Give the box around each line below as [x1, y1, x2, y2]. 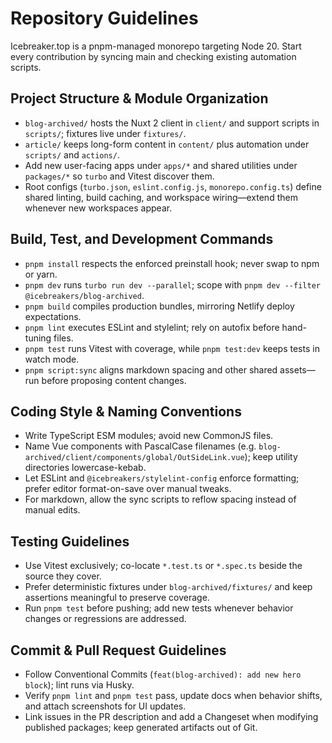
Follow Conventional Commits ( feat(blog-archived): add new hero [24, 668, 302, 680]
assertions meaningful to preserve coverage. [24, 592, 210, 604]
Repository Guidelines [10, 7, 199, 30]
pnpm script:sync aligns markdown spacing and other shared [24, 363, 278, 376]
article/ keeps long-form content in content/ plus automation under [24, 138, 310, 150]
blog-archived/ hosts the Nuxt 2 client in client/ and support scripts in [24, 117, 320, 129]
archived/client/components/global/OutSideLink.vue [24, 453, 245, 463]
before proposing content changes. [41, 374, 187, 386]
